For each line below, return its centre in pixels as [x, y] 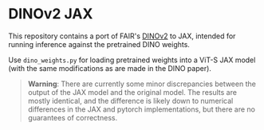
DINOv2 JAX [51, 14]
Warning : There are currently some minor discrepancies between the [142, 84]
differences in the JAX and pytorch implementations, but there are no [141, 109]
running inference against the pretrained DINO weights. [99, 44]
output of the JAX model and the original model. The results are [132, 92]
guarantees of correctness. [73, 117]
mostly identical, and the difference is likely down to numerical [130, 100]
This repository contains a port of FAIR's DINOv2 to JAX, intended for [122, 36]
